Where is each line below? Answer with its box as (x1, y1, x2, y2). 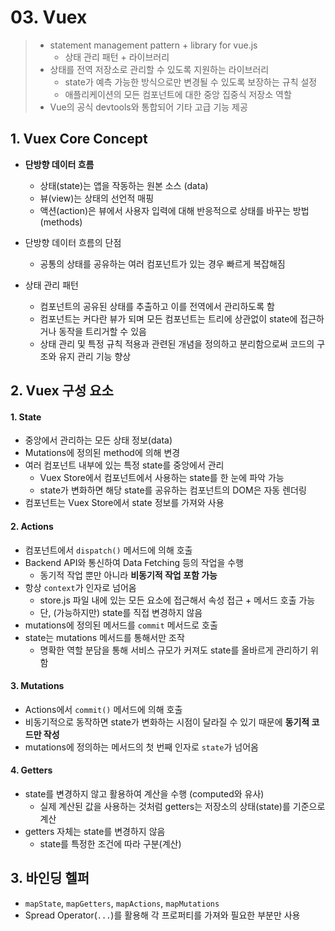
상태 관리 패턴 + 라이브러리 (64, 51, 170, 63)
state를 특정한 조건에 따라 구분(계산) (39, 837, 182, 850)
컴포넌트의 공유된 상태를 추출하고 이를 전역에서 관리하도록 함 (39, 300, 275, 312)
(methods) (39, 216, 83, 228)
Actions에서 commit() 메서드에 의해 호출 (24, 703, 183, 715)
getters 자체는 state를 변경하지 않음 (24, 825, 166, 837)
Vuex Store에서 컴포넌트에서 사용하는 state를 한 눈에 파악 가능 (39, 472, 285, 484)
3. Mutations (10, 680, 65, 692)
